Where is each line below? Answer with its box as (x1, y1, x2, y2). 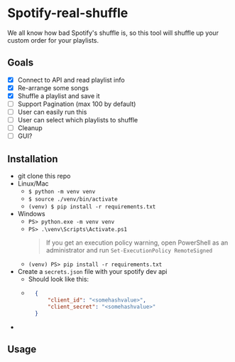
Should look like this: (28, 275, 89, 284)
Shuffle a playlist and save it (17, 91, 101, 100)
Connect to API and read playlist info (17, 75, 126, 84)
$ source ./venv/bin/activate (28, 196, 119, 203)
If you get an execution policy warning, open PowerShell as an (45, 238, 229, 247)
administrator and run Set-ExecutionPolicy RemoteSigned (45, 246, 213, 255)
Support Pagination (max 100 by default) (17, 100, 136, 108)
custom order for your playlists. (7, 36, 99, 44)
